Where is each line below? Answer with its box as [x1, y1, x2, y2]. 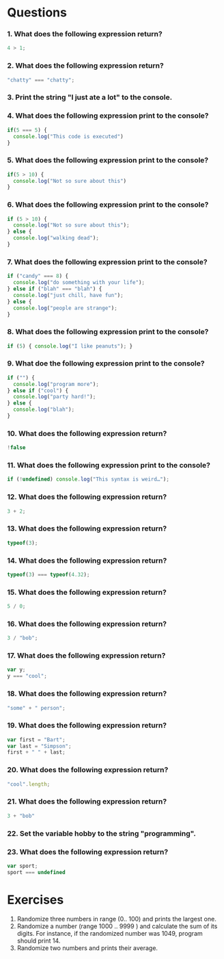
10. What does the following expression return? [7, 429, 167, 438]
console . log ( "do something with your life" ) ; [13, 279, 145, 286]
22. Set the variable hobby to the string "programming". [7, 828, 197, 838]
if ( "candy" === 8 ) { [7, 272, 69, 280]
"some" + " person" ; [7, 704, 66, 711]
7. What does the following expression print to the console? [7, 257, 208, 266]
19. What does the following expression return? [7, 721, 167, 730]
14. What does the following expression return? [7, 556, 167, 565]
